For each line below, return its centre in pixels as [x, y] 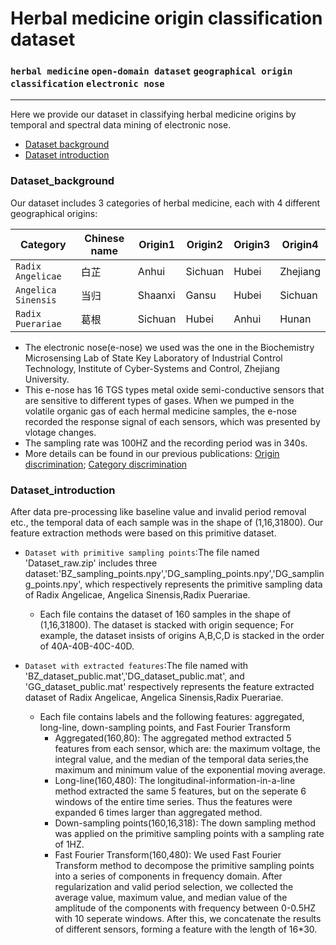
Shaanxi [156, 295]
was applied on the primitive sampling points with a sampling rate [189, 834]
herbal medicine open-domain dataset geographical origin [151, 71]
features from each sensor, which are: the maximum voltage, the [187, 749]
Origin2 [204, 244]
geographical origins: [54, 213]
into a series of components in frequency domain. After [168, 876]
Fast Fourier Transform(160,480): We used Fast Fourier [168, 855]
